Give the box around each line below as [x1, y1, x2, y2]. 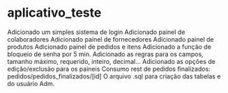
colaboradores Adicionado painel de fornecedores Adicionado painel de [7, 35, 214, 43]
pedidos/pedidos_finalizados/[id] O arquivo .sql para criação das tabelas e [7, 71, 221, 81]
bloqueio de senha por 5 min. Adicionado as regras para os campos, [7, 50, 204, 58]
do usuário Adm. [7, 79, 55, 87]
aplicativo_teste [7, 5, 102, 21]
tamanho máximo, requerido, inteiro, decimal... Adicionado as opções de [7, 57, 216, 65]
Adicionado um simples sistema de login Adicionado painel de [7, 28, 185, 36]
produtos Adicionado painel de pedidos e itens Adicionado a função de [7, 42, 211, 51]
